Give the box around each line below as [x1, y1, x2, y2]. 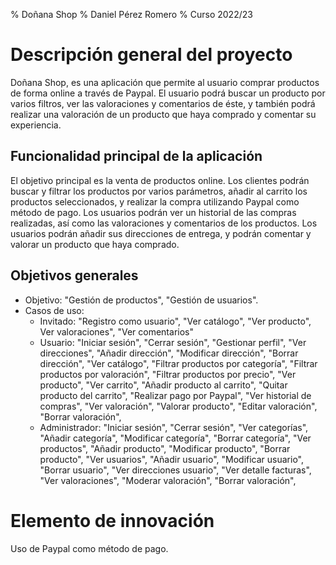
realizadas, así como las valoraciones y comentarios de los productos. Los [10, 217, 318, 229]
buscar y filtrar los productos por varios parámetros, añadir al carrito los [10, 185, 308, 197]
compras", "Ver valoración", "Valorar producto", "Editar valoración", [39, 400, 318, 412]
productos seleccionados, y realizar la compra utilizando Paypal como [10, 195, 300, 208]
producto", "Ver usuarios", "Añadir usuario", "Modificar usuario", [39, 453, 305, 465]
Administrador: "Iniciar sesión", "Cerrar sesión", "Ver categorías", [39, 421, 309, 433]
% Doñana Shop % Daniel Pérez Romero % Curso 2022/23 [10, 9, 253, 20]
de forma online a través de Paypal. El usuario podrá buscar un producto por [10, 87, 326, 99]
